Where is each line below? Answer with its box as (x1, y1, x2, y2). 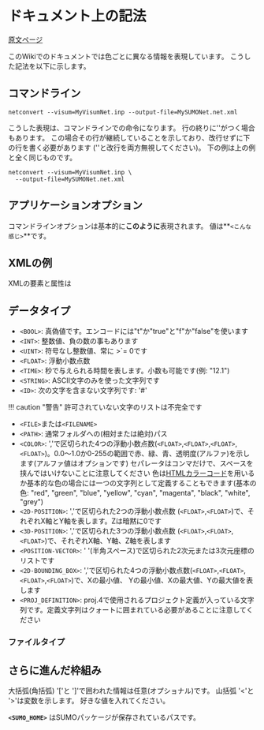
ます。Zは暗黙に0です (91, 516, 162, 526)
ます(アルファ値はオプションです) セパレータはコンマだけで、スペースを (19, 459, 254, 468)
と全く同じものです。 (8, 152, 77, 162)
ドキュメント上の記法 (8, 7, 147, 25)
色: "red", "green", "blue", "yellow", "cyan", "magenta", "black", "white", (19, 489, 251, 498)
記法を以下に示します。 (14, 61, 91, 71)
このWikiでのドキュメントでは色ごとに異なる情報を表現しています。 (8, 51, 229, 61)
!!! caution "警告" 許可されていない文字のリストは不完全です (8, 402, 203, 412)
